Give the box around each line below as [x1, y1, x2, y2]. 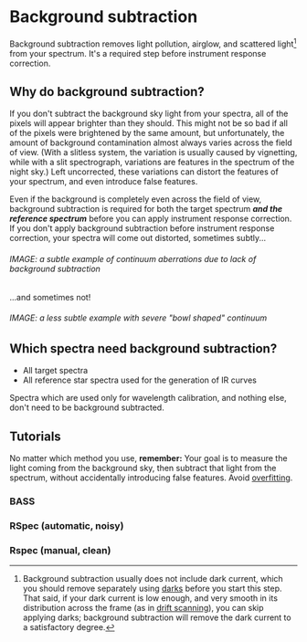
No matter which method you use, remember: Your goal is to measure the [9, 453, 288, 464]
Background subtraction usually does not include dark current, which [22, 574, 283, 584]
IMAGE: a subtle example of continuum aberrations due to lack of [9, 254, 257, 264]
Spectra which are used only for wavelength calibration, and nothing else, [9, 393, 288, 404]
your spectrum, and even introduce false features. [9, 176, 198, 187]
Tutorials [9, 428, 61, 444]
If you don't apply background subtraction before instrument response [9, 223, 275, 234]
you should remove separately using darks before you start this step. [22, 583, 282, 595]
